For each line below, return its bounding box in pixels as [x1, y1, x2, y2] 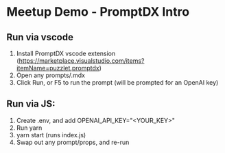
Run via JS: [6, 98, 56, 110]
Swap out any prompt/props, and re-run [16, 138, 130, 146]
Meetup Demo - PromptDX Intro [6, 4, 190, 20]
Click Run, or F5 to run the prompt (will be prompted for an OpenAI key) [16, 79, 219, 86]
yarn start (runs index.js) [16, 130, 86, 139]
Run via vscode [6, 31, 73, 43]
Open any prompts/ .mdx [16, 71, 85, 79]
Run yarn [16, 124, 43, 132]
